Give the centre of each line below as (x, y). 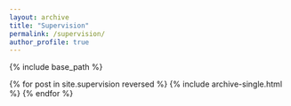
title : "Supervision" (49, 26)
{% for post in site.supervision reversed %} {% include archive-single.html (146, 84)
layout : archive (39, 17)
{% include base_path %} (56, 67)
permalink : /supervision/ (57, 34)
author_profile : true (49, 42)
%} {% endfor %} (41, 94)
